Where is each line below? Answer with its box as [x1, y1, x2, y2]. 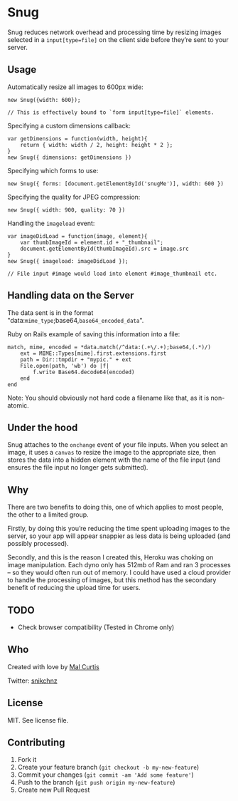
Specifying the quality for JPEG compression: [7, 192, 141, 201]
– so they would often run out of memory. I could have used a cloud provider [7, 568, 231, 577]
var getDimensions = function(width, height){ [7, 135, 148, 143]
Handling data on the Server [7, 289, 134, 301]
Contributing [7, 737, 65, 749]
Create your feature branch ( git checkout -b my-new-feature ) [17, 763, 200, 772]
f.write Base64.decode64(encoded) [33, 368, 135, 376]
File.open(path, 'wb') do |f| [20, 362, 110, 369]
